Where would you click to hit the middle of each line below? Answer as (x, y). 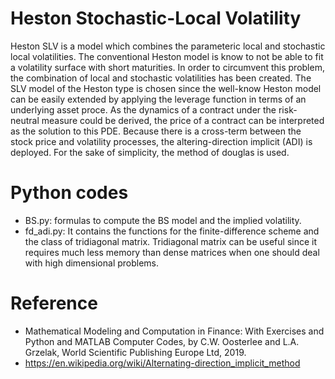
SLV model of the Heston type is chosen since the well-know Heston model (166, 88)
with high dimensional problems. (92, 263)
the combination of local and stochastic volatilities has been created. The (161, 78)
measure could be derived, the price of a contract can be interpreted (183, 120)
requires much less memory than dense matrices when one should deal (172, 252)
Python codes (69, 193)
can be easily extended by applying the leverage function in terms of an (158, 99)
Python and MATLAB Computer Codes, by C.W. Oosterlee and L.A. (162, 341)
